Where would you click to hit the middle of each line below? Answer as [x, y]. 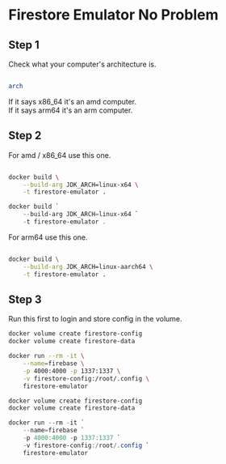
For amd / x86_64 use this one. [60, 155]
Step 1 [24, 45]
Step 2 [25, 136]
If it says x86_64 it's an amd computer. [73, 101]
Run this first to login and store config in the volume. [96, 319]
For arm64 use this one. [48, 237]
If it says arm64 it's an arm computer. [71, 110]
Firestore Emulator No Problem [113, 15]
